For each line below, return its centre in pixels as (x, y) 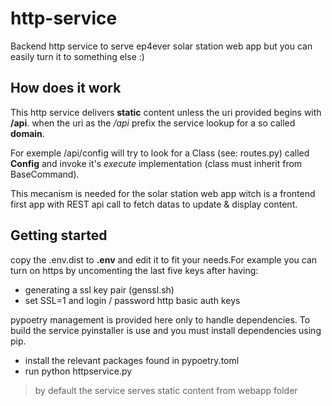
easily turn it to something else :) (77, 56)
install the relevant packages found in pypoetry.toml (132, 360)
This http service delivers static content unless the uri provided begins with (166, 112)
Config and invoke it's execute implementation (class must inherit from (156, 163)
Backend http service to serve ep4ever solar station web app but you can (161, 46)
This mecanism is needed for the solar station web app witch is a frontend (163, 193)
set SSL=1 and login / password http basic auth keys (132, 300)
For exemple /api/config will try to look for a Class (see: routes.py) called (160, 153)
